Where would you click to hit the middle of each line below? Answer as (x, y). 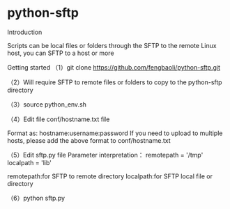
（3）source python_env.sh (47, 104)
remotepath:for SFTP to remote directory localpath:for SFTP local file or (110, 176)
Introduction (25, 32)
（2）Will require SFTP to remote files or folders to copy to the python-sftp (115, 82)
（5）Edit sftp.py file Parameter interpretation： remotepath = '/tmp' (105, 155)
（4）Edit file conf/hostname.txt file (59, 119)
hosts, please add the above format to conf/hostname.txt (89, 140)
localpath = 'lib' (30, 162)
